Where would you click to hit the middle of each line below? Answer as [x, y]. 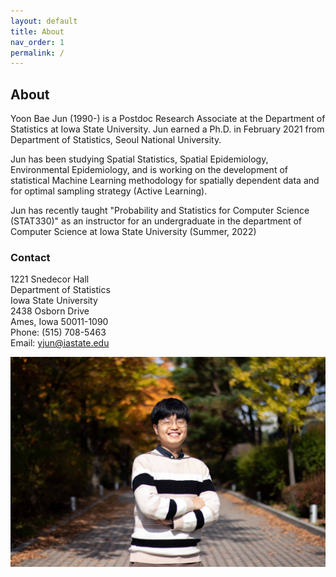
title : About [37, 31]
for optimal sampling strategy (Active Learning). [109, 191]
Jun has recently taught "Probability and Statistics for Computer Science [160, 211]
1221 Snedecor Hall [50, 279]
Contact [30, 257]
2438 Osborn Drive [50, 311]
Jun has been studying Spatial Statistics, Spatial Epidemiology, [139, 159]
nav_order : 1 [37, 42]
